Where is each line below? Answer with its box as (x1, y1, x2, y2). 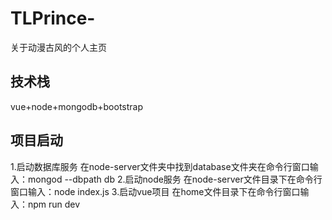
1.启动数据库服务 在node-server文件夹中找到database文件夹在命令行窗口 (10, 160, 310, 172)
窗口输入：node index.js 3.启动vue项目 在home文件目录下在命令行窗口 (10, 185, 301, 197)
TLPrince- (10, 7, 96, 30)
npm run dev (27, 198, 81, 210)
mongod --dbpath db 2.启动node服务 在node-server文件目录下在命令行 (27, 173, 323, 185)
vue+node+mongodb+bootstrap (10, 100, 144, 112)
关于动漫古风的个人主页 (10, 41, 107, 53)
